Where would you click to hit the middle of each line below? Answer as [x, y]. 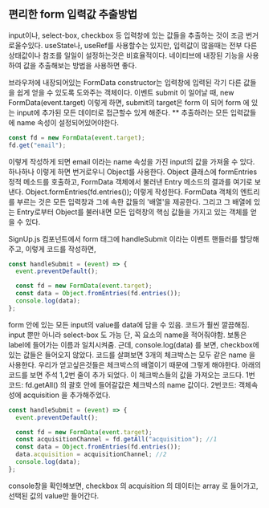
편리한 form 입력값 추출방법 [73, 14]
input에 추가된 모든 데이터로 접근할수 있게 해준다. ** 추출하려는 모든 [122, 112]
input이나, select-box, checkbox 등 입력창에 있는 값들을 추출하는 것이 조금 [126, 35]
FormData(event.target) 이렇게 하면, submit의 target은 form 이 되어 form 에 [129, 102]
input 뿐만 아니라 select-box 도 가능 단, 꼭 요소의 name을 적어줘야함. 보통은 [128, 335]
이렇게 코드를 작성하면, [61, 249]
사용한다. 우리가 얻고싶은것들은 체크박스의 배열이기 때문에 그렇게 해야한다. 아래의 [135, 364]
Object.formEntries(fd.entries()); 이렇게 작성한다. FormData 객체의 [132, 192]
